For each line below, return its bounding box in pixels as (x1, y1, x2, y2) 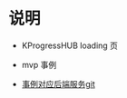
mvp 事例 (21, 59, 57, 70)
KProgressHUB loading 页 (21, 40, 119, 51)
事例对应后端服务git (21, 78, 96, 89)
